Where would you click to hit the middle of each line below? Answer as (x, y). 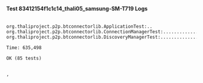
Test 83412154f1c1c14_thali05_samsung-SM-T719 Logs (77, 8)
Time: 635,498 (24, 48)
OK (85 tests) (24, 58)
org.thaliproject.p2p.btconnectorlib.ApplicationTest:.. (79, 27)
